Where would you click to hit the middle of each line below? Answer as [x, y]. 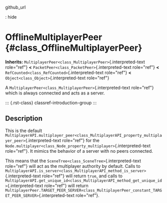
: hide [11, 17]
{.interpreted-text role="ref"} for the [62, 140]
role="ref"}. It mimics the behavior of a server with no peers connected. [79, 151]
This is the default [24, 131]
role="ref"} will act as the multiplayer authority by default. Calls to [73, 166]
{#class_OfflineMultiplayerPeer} [74, 48]
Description [24, 118]
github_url [15, 7]
